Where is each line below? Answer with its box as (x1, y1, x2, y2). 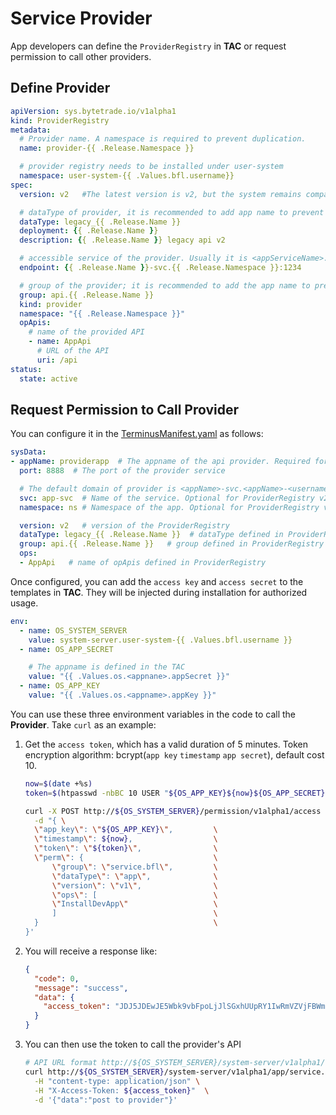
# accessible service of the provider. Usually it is (19, 253, 248, 264)
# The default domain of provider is (19, 483, 177, 494)
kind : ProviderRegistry (10, 115, 110, 126)
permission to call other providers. (10, 50, 152, 62)
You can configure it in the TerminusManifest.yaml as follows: (10, 428, 264, 440)
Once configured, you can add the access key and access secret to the (10, 575, 304, 587)
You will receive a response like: (24, 945, 158, 957)
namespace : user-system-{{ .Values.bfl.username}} (19, 171, 235, 181)
